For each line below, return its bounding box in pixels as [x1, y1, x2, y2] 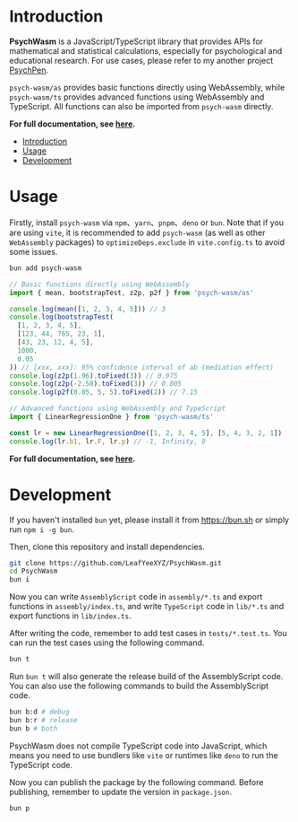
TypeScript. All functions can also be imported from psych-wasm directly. [9, 101, 274, 111]
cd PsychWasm [9, 567, 58, 576]
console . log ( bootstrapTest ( [9, 312, 115, 322]
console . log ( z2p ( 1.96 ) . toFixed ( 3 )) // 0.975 [9, 371, 178, 380]
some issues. [9, 246, 58, 257]
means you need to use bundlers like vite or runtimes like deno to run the [9, 749, 279, 760]
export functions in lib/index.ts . [9, 610, 132, 621]
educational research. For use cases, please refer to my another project [9, 55, 274, 66]
